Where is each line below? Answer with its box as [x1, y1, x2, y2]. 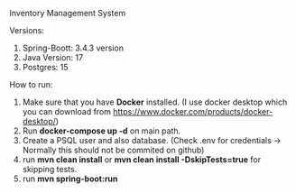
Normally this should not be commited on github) [22, 144, 205, 155]
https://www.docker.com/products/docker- [112, 106, 273, 116]
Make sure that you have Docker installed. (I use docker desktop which [22, 96, 288, 107]
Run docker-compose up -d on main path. [22, 125, 181, 136]
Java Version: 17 [22, 52, 84, 62]
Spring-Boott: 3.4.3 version [22, 42, 125, 53]
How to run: [9, 79, 53, 89]
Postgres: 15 [22, 62, 69, 72]
